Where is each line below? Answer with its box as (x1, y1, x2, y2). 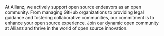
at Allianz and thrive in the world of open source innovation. (5, 25, 128, 31)
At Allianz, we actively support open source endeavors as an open (5, 4, 141, 10)
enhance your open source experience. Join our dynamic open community (5, 20, 159, 26)
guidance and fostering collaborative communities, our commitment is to (5, 15, 155, 20)
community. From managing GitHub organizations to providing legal (5, 9, 144, 15)
